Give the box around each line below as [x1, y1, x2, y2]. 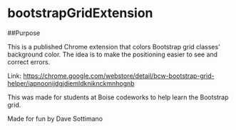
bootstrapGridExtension [7, 5, 153, 21]
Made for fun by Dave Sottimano [7, 114, 103, 123]
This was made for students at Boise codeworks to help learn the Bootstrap [7, 93, 230, 101]
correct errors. [7, 57, 51, 66]
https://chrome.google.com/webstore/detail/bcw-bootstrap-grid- [23, 71, 215, 80]
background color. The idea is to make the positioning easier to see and [7, 50, 218, 59]
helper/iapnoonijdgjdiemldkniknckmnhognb [7, 79, 135, 87]
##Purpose [7, 29, 41, 37]
